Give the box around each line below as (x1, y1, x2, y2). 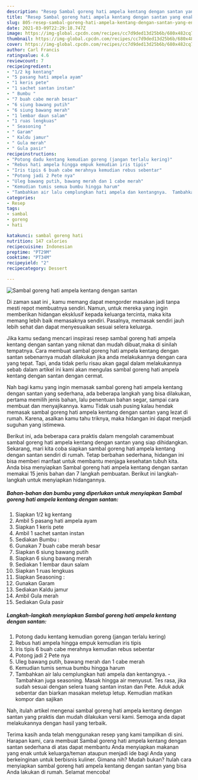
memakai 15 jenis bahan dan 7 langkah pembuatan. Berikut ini (6, 470, 156, 477)
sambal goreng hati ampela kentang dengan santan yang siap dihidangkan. (6, 439, 189, 446)
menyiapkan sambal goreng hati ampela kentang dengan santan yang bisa (6, 762, 187, 769)
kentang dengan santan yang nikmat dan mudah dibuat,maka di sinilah (6, 341, 178, 348)
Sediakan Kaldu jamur (15, 586, 69, 593)
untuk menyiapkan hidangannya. (26, 476, 106, 483)
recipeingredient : (6, 63, 52, 69)
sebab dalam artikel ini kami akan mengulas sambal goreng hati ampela (6, 366, 180, 373)
